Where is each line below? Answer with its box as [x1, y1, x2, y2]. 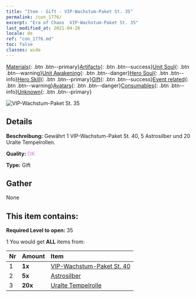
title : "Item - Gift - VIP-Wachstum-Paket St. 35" [6, 8, 133, 15]
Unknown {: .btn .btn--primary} [17, 88, 92, 95]
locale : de [6, 31, 33, 37]
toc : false [6, 42, 33, 48]
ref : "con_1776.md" [6, 36, 54, 42]
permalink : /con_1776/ [6, 14, 62, 20]
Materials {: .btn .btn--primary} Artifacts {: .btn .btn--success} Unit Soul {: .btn [6, 63, 190, 70]
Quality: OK [6, 150, 35, 157]
